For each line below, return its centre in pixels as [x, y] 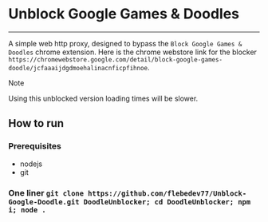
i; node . [27, 210]
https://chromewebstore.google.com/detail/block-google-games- [116, 59]
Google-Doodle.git [44, 202]
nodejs [31, 164]
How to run [36, 123]
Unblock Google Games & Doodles [124, 14]
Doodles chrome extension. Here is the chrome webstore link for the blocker [133, 52]
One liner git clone [46, 192]
